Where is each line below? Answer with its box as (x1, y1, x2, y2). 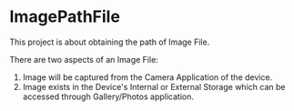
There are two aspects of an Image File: (9, 54, 159, 65)
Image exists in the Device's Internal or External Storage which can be (22, 81, 286, 92)
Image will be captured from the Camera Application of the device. (22, 71, 273, 83)
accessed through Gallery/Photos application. (22, 91, 194, 102)
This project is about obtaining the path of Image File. (9, 36, 210, 47)
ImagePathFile (9, 6, 121, 27)
